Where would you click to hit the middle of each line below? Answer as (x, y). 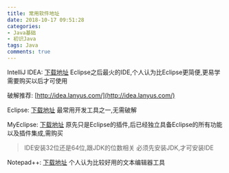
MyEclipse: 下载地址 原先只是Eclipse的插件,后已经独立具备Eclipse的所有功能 (115, 124)
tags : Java (23, 45)
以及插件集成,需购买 (35, 133)
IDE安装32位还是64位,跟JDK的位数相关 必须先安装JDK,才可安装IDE (119, 148)
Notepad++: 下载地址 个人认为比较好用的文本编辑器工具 (86, 162)
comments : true (29, 52)
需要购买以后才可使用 (37, 80)
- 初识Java (22, 39)
